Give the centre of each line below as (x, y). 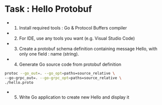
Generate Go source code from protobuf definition (70, 64)
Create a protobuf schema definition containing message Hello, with (88, 49)
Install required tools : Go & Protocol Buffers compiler (73, 27)
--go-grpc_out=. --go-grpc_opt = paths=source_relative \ (63, 78)
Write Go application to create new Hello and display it (74, 97)
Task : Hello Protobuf (48, 9)
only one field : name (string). (49, 54)
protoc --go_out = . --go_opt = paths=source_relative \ (60, 73)
